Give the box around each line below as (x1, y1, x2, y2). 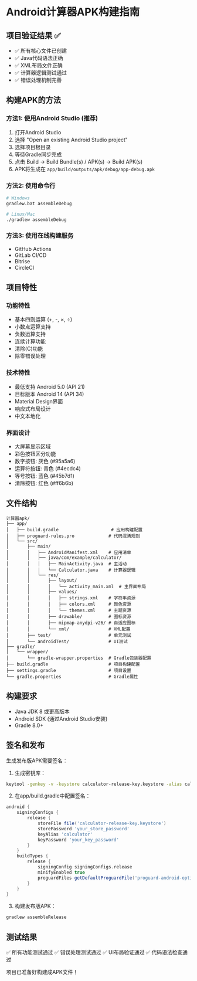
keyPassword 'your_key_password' (37, 837, 119, 843)
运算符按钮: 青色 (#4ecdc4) (14, 465, 81, 472)
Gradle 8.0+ (14, 722, 44, 729)
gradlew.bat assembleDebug (6, 201, 72, 206)
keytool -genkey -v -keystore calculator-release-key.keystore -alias (6, 781, 182, 787)
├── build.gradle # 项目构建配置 (6, 661, 140, 667)
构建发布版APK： (14, 902, 56, 909)
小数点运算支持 (14, 323, 51, 330)
